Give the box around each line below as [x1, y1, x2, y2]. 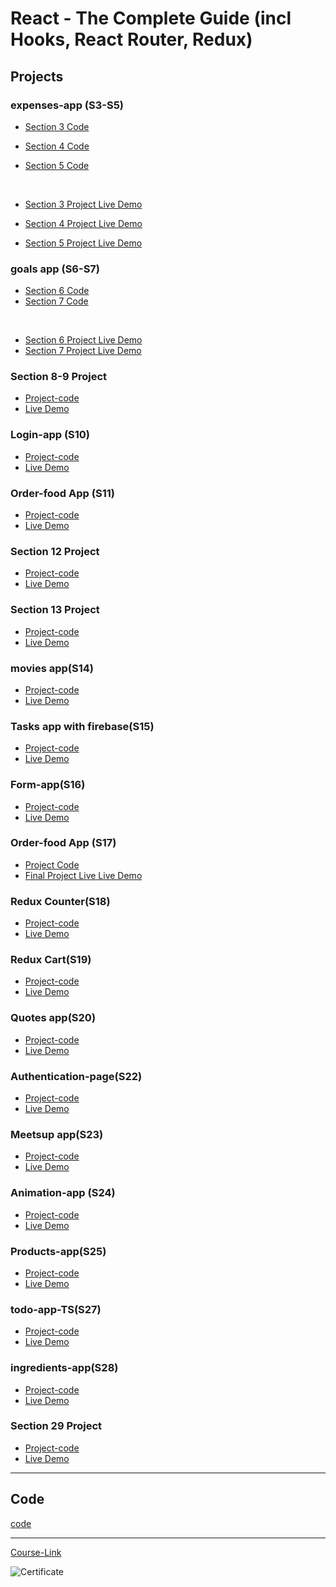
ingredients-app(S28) [10, 1361, 119, 1375]
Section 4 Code [24, 140, 90, 152]
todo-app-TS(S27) [10, 1302, 102, 1316]
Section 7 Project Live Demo [24, 345, 142, 357]
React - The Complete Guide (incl [10, 7, 292, 30]
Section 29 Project [10, 1419, 103, 1433]
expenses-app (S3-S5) [10, 98, 125, 112]
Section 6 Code [24, 285, 90, 297]
